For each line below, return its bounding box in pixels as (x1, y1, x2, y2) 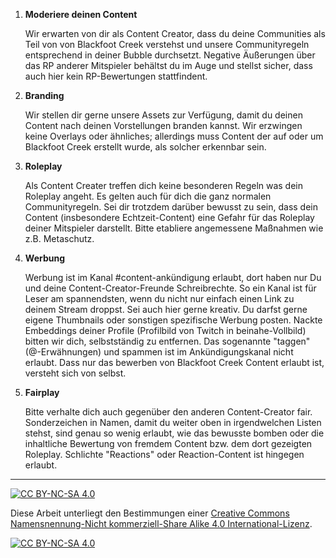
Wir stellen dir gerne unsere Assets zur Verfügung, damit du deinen (24, 109, 303, 121)
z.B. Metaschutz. (24, 233, 95, 244)
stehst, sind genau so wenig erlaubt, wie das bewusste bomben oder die (24, 427, 325, 439)
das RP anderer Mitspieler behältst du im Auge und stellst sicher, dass (24, 60, 313, 71)
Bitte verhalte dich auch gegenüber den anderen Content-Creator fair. (24, 406, 313, 418)
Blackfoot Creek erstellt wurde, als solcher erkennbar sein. (24, 141, 267, 153)
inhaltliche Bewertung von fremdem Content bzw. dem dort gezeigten (24, 438, 313, 449)
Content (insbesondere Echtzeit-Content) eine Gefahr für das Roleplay (24, 212, 315, 223)
